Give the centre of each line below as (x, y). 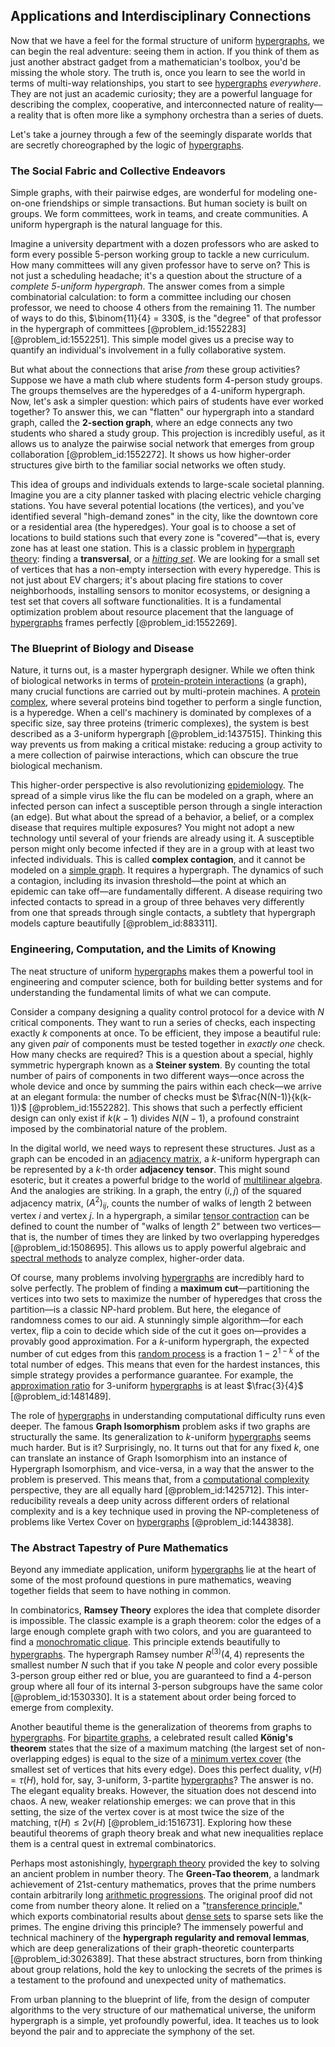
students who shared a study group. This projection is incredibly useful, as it (168, 433)
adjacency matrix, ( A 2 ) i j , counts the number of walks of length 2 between (161, 1203)
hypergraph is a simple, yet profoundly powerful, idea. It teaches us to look (165, 2020)
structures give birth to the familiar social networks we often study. (148, 465)
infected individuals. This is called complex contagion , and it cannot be (158, 860)
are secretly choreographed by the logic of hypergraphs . (127, 145)
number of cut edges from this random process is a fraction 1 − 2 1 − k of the (165, 1352)
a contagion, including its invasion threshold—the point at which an (148, 881)
